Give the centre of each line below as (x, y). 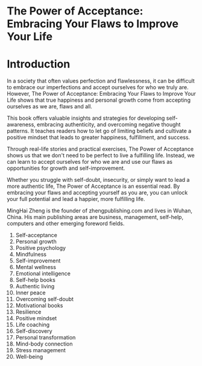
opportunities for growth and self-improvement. (66, 168)
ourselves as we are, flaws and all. (50, 107)
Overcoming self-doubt (45, 299)
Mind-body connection (44, 344)
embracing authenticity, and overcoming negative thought (109, 125)
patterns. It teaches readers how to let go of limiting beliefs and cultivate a (99, 131)
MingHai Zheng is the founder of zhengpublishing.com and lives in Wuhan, (99, 211)
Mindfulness (31, 255)
